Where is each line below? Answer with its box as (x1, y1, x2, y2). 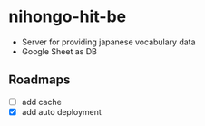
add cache (21, 96, 63, 107)
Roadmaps (8, 73, 71, 88)
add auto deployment (21, 106, 102, 117)
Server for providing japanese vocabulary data (21, 36, 196, 47)
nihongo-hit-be (8, 6, 127, 27)
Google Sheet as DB (21, 45, 97, 56)
